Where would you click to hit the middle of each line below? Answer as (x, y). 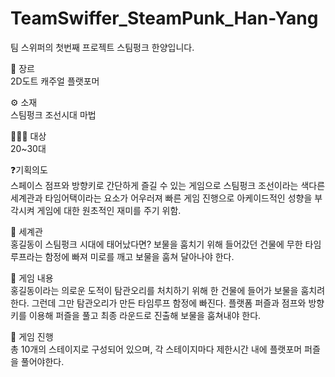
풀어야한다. (42, 361)
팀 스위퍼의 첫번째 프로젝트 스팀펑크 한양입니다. (102, 47)
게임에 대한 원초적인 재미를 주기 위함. (109, 210)
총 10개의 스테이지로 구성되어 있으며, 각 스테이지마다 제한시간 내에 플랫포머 (156, 349)
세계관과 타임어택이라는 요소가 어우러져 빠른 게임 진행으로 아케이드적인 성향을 (161, 198)
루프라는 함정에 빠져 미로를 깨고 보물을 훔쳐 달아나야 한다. (122, 256)
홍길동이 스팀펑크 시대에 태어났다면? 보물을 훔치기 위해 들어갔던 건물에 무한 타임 (166, 244)
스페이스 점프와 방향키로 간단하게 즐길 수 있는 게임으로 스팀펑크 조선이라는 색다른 (168, 185)
